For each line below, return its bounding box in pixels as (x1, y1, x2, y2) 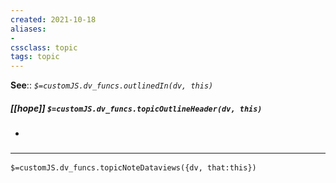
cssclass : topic (10, 42, 78, 53)
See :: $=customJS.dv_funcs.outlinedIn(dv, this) (10, 79, 214, 91)
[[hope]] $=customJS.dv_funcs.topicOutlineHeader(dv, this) (10, 102, 263, 114)
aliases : (10, 24, 47, 34)
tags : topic (10, 52, 60, 62)
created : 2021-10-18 (10, 14, 97, 25)
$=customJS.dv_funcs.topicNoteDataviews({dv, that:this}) (10, 163, 257, 173)
